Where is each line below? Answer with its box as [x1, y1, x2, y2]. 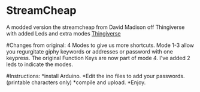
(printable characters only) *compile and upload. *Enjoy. [6, 79, 146, 86]
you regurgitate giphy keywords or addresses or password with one [6, 48, 174, 55]
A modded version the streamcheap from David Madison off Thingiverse [6, 23, 185, 31]
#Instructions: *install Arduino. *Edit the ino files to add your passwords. [6, 72, 185, 79]
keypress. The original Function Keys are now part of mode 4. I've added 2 [6, 54, 190, 61]
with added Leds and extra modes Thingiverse [6, 29, 121, 37]
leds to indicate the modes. [6, 61, 74, 68]
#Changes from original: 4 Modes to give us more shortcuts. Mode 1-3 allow [6, 41, 195, 49]
